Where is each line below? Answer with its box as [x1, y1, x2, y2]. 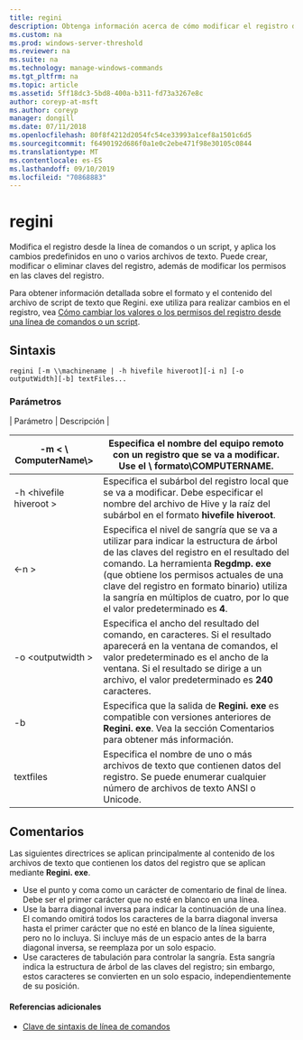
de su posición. [22, 980, 79, 991]
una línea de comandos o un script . [9, 317, 141, 328]
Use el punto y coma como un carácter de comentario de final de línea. [22, 885, 287, 896]
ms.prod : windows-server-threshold [9, 38, 143, 48]
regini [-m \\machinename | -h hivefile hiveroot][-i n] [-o [9, 367, 244, 376]
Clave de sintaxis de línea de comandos [22, 1021, 170, 1032]
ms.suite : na [9, 55, 59, 64]
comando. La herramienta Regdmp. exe [103, 557, 272, 570]
